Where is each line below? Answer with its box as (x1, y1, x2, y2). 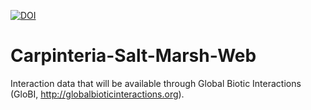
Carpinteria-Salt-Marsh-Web (10, 45, 257, 67)
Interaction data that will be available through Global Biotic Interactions (10, 77, 302, 89)
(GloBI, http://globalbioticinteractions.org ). (10, 88, 185, 100)
